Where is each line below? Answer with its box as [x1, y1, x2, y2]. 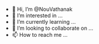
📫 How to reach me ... [11, 32, 68, 38]
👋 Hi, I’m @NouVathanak [11, 6, 73, 12]
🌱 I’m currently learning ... [11, 18, 76, 25]
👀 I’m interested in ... [11, 12, 63, 19]
